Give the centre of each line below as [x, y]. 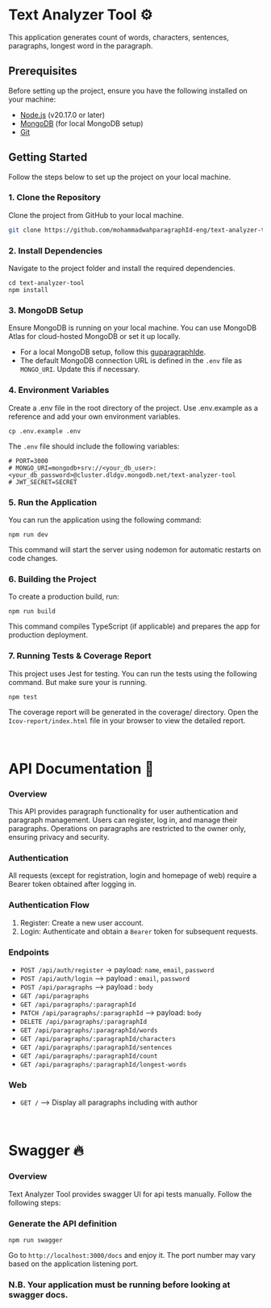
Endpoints [29, 952]
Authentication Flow [49, 905]
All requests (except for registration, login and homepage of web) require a [133, 875]
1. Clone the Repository [54, 198]
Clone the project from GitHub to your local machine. [96, 215]
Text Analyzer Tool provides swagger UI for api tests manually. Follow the [130, 1194]
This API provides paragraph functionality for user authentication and [123, 811]
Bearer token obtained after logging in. [73, 884]
